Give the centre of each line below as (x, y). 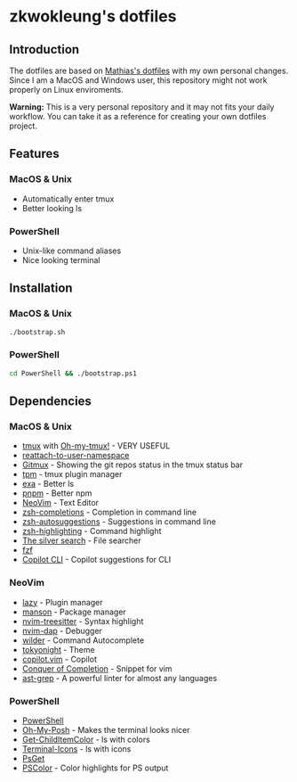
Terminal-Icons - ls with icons (76, 749)
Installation (41, 288)
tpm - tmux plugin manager (72, 474)
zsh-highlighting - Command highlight (92, 531)
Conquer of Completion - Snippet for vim (97, 668)
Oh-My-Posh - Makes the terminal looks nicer (106, 730)
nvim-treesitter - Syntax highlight (83, 621)
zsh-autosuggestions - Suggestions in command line (119, 522)
